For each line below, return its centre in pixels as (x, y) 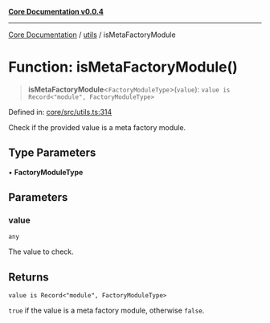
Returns (29, 277)
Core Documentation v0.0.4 (56, 12)
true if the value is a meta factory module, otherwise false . (106, 311)
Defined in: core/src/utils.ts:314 (60, 112)
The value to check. (41, 251)
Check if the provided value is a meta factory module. (97, 127)
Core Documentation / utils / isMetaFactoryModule (92, 35)
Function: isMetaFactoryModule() (123, 67)
